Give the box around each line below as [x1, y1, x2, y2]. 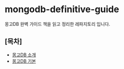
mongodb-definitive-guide [5, 4, 119, 15]
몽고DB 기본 [12, 58, 36, 64]
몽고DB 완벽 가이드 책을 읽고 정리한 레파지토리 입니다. [5, 21, 110, 27]
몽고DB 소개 [12, 52, 36, 58]
